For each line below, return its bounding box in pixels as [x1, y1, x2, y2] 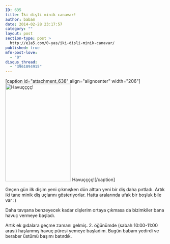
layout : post [5, 31, 33, 36]
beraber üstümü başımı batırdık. [5, 233, 72, 239]
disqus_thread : [5, 59, 38, 65]
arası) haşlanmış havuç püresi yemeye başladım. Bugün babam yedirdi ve [5, 228, 159, 234]
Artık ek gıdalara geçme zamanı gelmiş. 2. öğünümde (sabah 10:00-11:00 [5, 222, 158, 229]
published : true [5, 45, 40, 50]
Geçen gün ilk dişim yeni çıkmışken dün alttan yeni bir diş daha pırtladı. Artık [5, 187, 165, 193]
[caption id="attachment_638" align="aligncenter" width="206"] [5, 78, 141, 84]
